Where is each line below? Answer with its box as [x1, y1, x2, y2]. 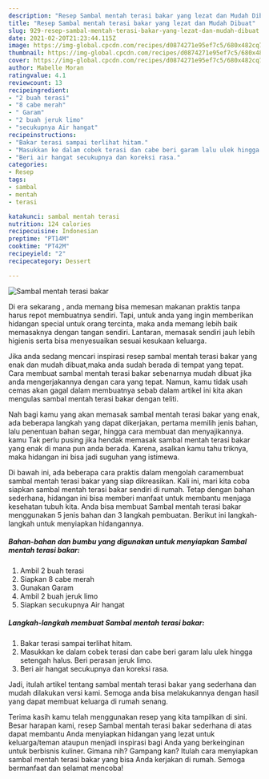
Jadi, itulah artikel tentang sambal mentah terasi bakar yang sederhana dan [8, 679, 257, 689]
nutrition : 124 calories [8, 220, 91, 228]
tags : [8, 176, 26, 184]
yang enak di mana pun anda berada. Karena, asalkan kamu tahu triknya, [8, 443, 248, 453]
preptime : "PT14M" [8, 235, 70, 243]
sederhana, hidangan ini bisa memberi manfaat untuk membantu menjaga [8, 493, 251, 503]
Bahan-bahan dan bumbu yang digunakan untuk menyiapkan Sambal [8, 537, 247, 547]
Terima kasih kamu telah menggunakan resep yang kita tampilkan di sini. [8, 712, 248, 721]
